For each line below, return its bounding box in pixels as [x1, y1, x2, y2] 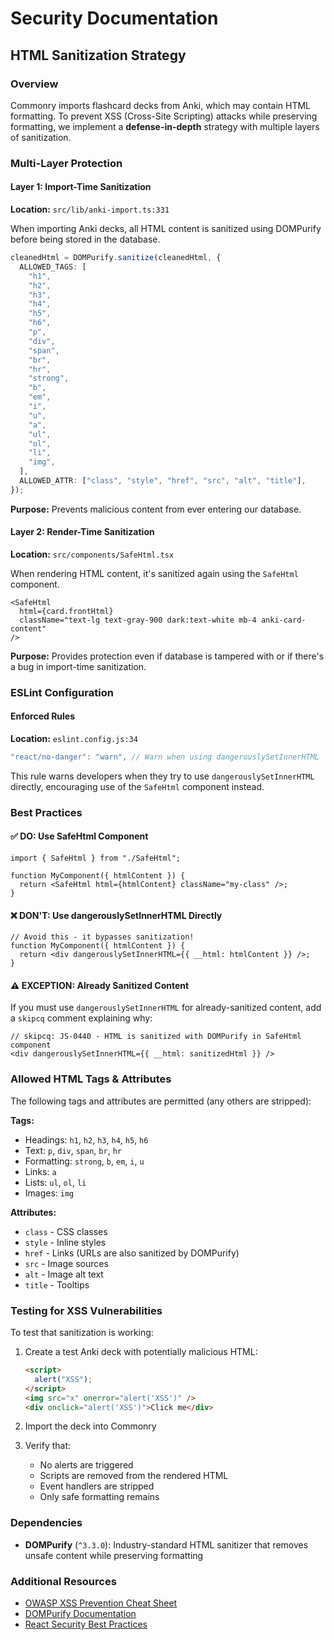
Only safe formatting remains [39, 1491, 160, 1503]
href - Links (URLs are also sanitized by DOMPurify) [24, 1247, 240, 1259]
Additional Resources [10, 1574, 117, 1588]
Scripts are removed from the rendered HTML [39, 1470, 229, 1482]
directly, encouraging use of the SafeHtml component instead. [10, 780, 265, 792]
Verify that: [24, 1440, 72, 1452]
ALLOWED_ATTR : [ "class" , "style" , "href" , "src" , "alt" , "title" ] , [19, 476, 307, 486]
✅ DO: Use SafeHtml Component [10, 830, 149, 842]
